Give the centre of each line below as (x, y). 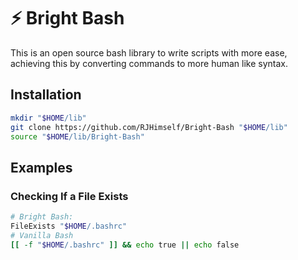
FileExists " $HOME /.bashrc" (69, 226)
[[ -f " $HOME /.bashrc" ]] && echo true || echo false (125, 245)
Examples (41, 167)
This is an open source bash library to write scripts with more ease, (149, 52)
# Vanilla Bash (42, 235)
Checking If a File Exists (69, 196)
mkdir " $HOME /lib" (48, 118)
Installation (46, 95)
